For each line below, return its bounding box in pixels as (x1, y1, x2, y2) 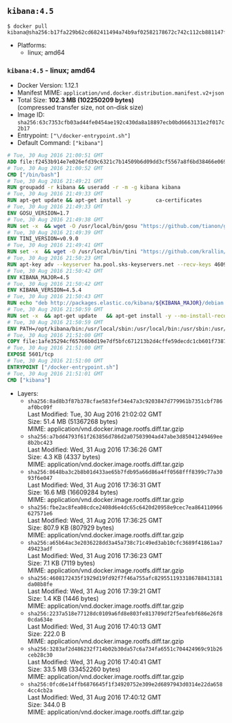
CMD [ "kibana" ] (7, 376, 51, 383)
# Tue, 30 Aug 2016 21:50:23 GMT (7, 255, 104, 262)
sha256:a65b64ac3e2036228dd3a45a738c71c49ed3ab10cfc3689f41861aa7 (27, 539, 223, 546)
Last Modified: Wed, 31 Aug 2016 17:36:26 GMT (27, 445, 163, 454)
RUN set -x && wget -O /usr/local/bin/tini (7, 249, 137, 256)
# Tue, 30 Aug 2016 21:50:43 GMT (7, 293, 104, 300)
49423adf (27, 546, 53, 552)
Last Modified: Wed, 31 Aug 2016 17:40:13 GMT (27, 622, 162, 630)
